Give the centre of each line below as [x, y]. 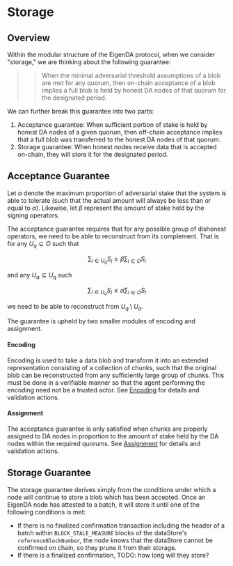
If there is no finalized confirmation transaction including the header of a [121, 525]
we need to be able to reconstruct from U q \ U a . [75, 307]
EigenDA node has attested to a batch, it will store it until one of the [104, 504]
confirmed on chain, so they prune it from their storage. [97, 547]
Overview [29, 38]
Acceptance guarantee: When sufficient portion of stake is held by [112, 125]
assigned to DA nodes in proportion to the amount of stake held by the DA [113, 436]
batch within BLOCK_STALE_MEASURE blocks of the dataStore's [102, 533]
